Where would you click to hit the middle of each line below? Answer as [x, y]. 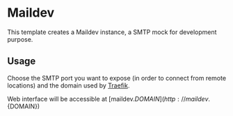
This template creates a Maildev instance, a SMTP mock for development [112, 32]
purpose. [20, 39]
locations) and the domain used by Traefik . [69, 85]
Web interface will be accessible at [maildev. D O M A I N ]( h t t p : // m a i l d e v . [109, 99]
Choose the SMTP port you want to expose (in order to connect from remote [117, 78]
